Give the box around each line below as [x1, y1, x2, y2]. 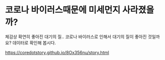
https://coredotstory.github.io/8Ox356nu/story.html [5, 49, 109, 55]
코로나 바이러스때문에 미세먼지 [5, 4, 121, 16]
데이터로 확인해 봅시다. [12, 40, 56, 45]
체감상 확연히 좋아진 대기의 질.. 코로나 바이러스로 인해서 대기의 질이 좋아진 [5, 34, 147, 40]
